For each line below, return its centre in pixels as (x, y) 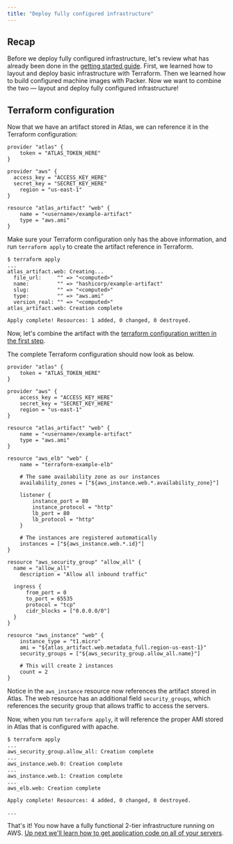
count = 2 (34, 672)
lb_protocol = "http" (64, 520)
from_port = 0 (46, 593)
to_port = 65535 (49, 599)
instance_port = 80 (61, 501)
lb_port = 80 (51, 514)
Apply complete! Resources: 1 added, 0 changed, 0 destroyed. (99, 321)
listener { (35, 496)
